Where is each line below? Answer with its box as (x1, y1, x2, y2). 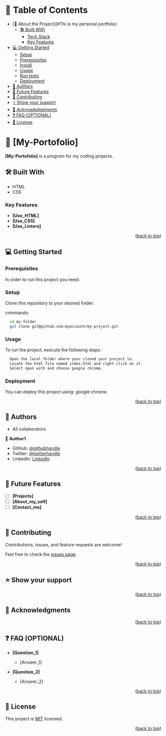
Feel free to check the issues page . (5, 551, 77, 557)
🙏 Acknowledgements (12, 106, 57, 112)
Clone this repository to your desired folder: (5, 300, 95, 306)
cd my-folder (9, 319, 37, 324)
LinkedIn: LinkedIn (12, 456, 50, 462)
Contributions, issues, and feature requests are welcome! (5, 541, 122, 547)
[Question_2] (12, 669, 40, 674)
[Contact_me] (12, 504, 42, 510)
